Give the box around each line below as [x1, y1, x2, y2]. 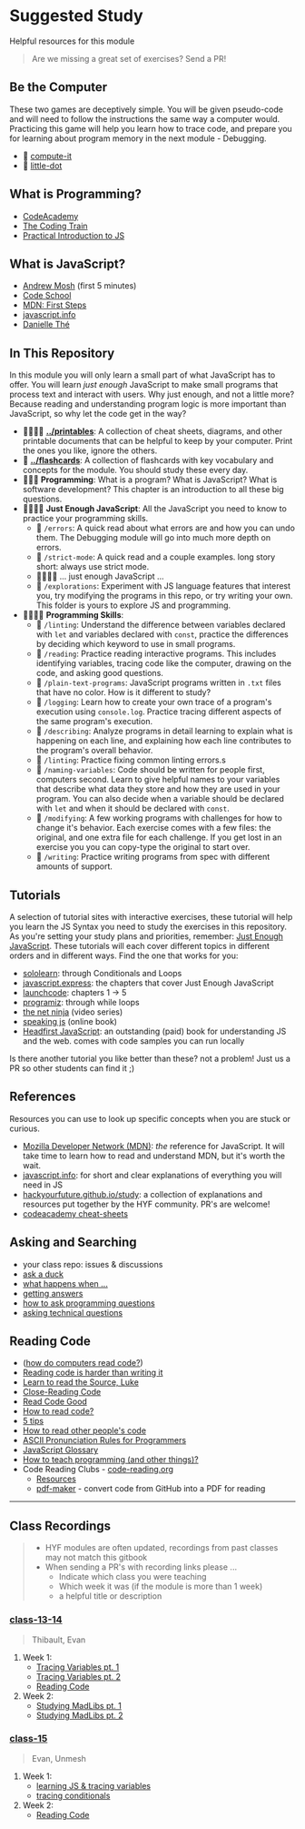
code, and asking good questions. [35, 668, 163, 679]
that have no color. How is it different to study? [35, 687, 212, 698]
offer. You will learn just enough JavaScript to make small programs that [9, 379, 279, 390]
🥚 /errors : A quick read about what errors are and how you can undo [35, 522, 295, 533]
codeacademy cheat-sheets [22, 1208, 129, 1219]
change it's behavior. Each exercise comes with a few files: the [35, 823, 271, 834]
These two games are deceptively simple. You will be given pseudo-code [9, 104, 284, 115]
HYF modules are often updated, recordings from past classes [44, 1542, 279, 1553]
